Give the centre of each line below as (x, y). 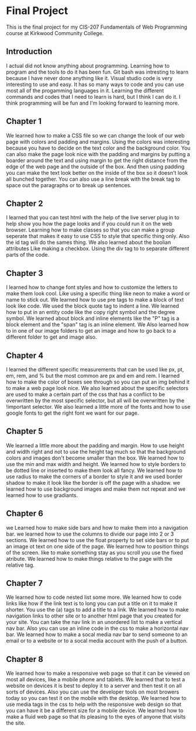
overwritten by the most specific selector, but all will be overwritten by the (95, 401)
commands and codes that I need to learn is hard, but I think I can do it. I (93, 96)
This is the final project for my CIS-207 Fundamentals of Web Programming (97, 27)
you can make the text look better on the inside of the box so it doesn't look (97, 173)
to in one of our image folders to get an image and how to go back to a (91, 331)
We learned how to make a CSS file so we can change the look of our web (95, 135)
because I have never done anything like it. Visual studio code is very (89, 78)
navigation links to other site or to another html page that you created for (94, 616)
